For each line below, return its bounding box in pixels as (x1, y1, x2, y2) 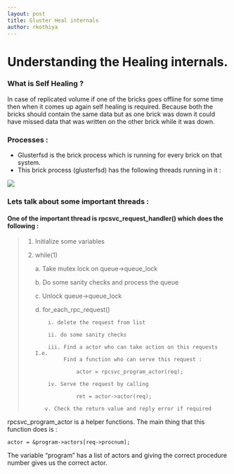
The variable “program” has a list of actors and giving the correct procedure (7, 451, 227, 460)
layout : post (7, 10, 46, 18)
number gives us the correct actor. (7, 459, 108, 467)
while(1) (34, 251, 58, 259)
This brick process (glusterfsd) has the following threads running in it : (17, 166, 221, 175)
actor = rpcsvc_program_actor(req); (76, 368, 184, 375)
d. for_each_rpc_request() (34, 306, 110, 314)
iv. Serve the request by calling (48, 381, 149, 388)
